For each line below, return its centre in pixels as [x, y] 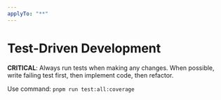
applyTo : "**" [28, 14]
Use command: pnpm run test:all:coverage [71, 89]
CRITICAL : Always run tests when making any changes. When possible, [111, 68]
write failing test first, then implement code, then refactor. [91, 75]
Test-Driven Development [84, 48]
